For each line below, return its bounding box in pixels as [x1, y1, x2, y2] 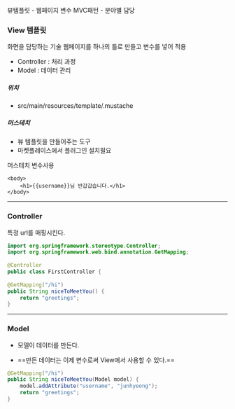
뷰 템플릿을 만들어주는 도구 [17, 137, 91, 146]
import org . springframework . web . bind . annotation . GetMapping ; [7, 249, 190, 256]
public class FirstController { [7, 268, 101, 275]
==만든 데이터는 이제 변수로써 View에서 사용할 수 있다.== [17, 356, 175, 364]
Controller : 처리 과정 [17, 57, 76, 66]
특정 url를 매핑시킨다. [7, 228, 66, 237]
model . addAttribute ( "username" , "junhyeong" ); [20, 382, 158, 390]
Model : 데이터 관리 [17, 66, 71, 75]
